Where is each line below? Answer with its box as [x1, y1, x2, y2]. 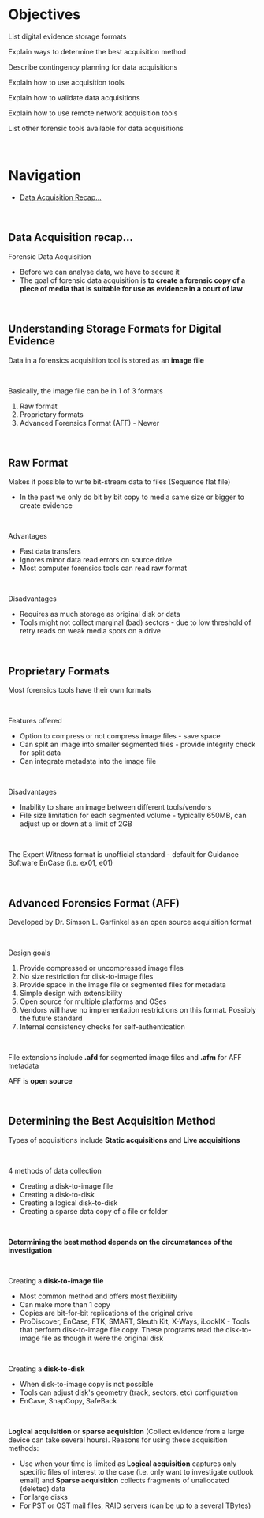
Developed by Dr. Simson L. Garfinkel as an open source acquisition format [8, 917, 252, 926]
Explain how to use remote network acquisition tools [8, 108, 178, 118]
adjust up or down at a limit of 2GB [19, 819, 132, 829]
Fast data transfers [19, 547, 81, 556]
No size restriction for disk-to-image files [19, 971, 154, 981]
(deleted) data [19, 1483, 66, 1494]
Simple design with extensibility [19, 988, 123, 998]
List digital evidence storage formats [8, 32, 127, 41]
